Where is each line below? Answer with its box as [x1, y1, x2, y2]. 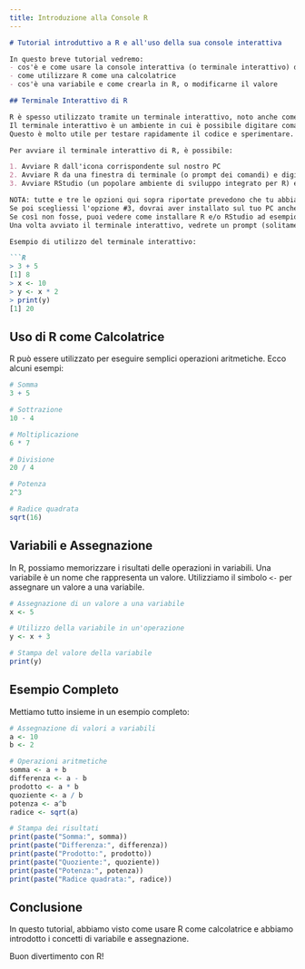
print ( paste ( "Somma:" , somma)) [9, 832, 128, 842]
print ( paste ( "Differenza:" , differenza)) [9, 841, 169, 850]
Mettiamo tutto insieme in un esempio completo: [9, 706, 191, 717]
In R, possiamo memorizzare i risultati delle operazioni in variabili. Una [9, 562, 271, 573]
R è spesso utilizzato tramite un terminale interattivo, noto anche [9, 113, 279, 122]
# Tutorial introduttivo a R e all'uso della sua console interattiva [9, 38, 282, 47]
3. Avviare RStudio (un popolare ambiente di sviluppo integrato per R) [9, 179, 290, 189]
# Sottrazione [9, 406, 64, 415]
